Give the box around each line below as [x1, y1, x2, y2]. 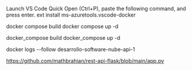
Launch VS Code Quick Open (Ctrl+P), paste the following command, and [6, 5, 186, 12]
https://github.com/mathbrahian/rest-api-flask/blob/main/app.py [6, 58, 165, 64]
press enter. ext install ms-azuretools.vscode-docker [6, 11, 136, 18]
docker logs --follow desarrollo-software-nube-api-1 [6, 46, 136, 53]
